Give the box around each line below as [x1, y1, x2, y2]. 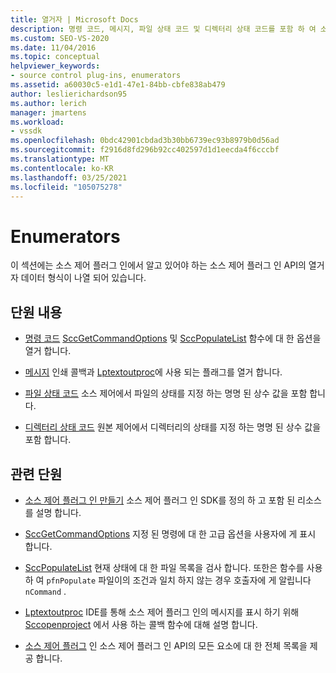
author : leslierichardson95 [10, 89, 128, 99]
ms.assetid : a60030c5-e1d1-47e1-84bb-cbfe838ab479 [10, 80, 226, 90]
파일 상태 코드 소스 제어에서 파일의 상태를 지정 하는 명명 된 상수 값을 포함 [24, 387, 308, 400]
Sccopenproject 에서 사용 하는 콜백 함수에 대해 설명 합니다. [24, 618, 258, 630]
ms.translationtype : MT [10, 154, 110, 164]
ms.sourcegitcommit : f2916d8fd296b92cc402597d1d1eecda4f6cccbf [10, 145, 280, 155]
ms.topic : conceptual [10, 52, 101, 62]
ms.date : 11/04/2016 [10, 42, 97, 53]
